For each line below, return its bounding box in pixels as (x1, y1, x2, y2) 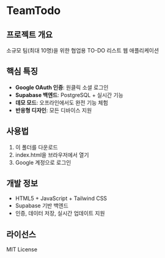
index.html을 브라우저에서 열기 (15, 151, 89, 159)
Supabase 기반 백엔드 (15, 202, 69, 209)
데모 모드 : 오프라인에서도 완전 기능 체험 (15, 99, 108, 106)
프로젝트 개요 (6, 29, 53, 40)
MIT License (6, 246, 38, 253)
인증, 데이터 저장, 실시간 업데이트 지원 (15, 210, 105, 217)
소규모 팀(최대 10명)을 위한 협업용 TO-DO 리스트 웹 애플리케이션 (6, 47, 159, 54)
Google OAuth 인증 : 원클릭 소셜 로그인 (15, 84, 109, 91)
